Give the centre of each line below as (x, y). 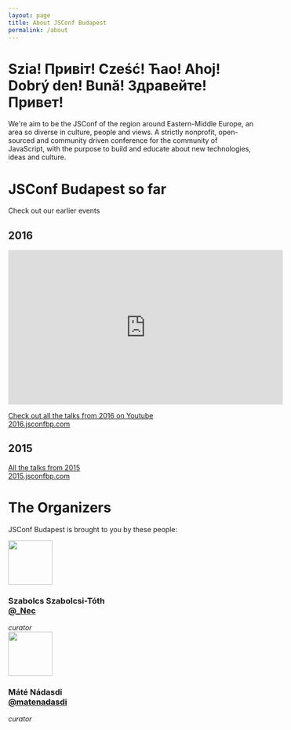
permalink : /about (38, 30)
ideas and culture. (37, 157)
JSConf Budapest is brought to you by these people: (93, 529)
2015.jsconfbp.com (39, 476)
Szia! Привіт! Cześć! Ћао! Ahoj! (115, 69)
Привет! (36, 102)
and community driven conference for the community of (127, 141)
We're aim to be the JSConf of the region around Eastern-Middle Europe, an (131, 124)
